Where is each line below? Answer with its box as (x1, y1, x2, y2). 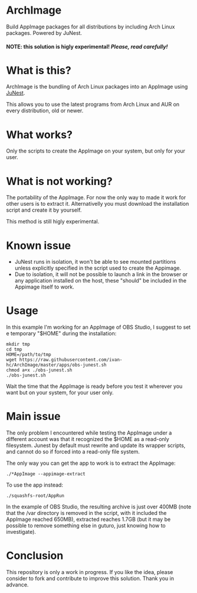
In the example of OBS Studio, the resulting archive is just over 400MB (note (6, 503, 192, 510)
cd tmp (6, 346, 22, 352)
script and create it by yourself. (6, 206, 82, 213)
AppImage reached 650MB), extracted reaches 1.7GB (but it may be (6, 516, 171, 523)
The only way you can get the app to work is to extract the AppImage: (6, 459, 176, 467)
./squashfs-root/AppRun (6, 493, 65, 499)
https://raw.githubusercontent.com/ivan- (19, 357, 123, 363)
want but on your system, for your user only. (6, 389, 114, 396)
